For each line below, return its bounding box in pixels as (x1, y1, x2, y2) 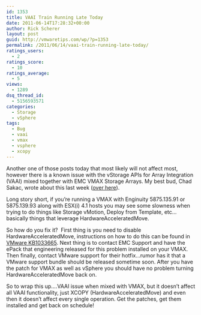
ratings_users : (6, 48, 44, 54)
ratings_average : (6, 70, 50, 76)
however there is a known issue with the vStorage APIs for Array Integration (6, 171, 194, 178)
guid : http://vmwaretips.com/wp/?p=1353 (6, 37, 109, 43)
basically (6, 214, 29, 222)
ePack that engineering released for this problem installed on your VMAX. (6, 245, 188, 253)
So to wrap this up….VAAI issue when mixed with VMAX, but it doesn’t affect (6, 283, 196, 290)
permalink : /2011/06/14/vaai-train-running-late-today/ (6, 43, 149, 49)
